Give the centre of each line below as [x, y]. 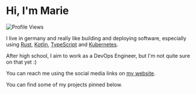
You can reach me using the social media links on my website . [81, 73]
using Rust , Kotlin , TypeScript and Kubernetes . [62, 44]
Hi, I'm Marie [37, 11]
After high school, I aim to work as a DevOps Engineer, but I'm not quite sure [98, 55]
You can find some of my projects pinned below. [64, 84]
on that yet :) [21, 62]
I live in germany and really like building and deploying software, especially [96, 38]
